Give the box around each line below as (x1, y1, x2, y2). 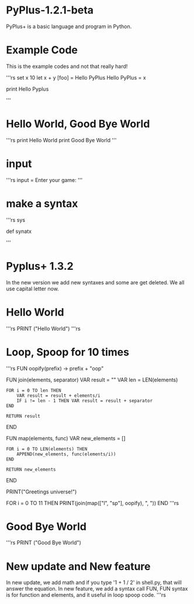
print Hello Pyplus (6, 85, 49, 92)
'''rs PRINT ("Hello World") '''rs (6, 325, 81, 332)
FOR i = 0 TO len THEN (6, 387, 61, 393)
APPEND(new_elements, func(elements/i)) (16, 451, 116, 457)
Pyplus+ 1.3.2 (6, 259, 74, 273)
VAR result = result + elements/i (16, 393, 101, 399)
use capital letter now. (6, 285, 60, 292)
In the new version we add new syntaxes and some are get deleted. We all (6, 279, 185, 286)
